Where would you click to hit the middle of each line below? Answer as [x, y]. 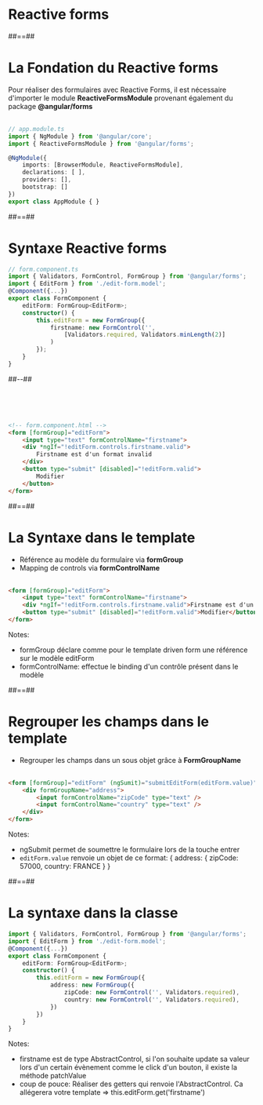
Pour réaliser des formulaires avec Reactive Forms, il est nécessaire [117, 89]
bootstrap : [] [45, 187]
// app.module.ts [36, 129]
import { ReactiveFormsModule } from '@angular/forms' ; [101, 144]
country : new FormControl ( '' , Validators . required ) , [152, 999]
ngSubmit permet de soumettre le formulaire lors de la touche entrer [130, 850]
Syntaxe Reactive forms [87, 248]
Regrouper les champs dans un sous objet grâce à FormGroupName [130, 760]
